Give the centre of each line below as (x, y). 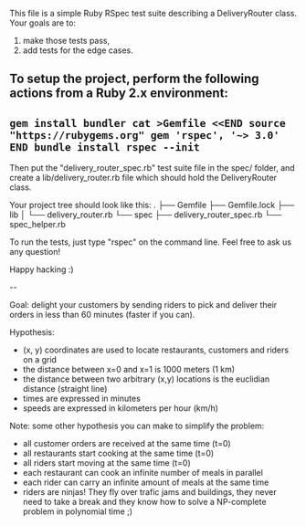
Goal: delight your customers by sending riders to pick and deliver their (143, 305)
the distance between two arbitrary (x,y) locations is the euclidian (146, 379)
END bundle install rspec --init (105, 147)
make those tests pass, (66, 41)
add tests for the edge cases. (78, 50)
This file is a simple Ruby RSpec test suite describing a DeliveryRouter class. (153, 13)
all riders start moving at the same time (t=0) (107, 463)
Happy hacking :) (42, 269)
